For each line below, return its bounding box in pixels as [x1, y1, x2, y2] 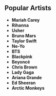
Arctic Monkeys [11, 85, 45, 91]
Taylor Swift [11, 38, 37, 44]
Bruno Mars [11, 32, 36, 38]
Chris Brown [11, 64, 37, 70]
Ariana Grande [11, 74, 42, 80]
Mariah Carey [11, 17, 40, 23]
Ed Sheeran [11, 80, 36, 86]
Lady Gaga [11, 69, 35, 75]
